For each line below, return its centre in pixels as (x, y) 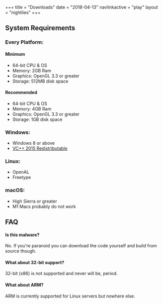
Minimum (15, 54)
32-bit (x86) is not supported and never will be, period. (61, 274)
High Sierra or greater (35, 201)
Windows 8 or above (34, 143)
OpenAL (21, 172)
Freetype (22, 177)
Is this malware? (22, 235)
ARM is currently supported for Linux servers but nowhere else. (70, 296)
